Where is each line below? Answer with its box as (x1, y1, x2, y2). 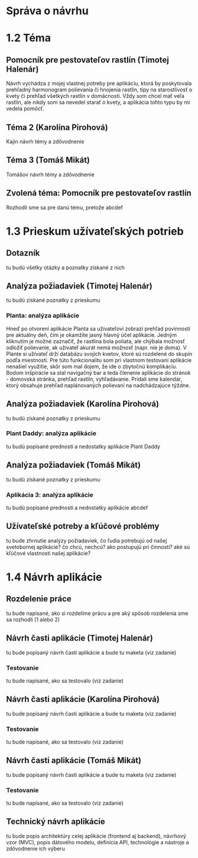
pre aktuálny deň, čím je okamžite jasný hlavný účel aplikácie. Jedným (6, 331, 177, 339)
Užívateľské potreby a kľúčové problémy (6, 521, 160, 531)
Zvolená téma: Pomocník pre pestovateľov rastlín (6, 188, 192, 198)
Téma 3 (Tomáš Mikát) (6, 155, 90, 165)
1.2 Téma (6, 31, 51, 45)
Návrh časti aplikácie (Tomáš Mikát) (6, 755, 142, 765)
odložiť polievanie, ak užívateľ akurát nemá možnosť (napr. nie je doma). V (6, 344, 187, 351)
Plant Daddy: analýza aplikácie (6, 429, 96, 438)
